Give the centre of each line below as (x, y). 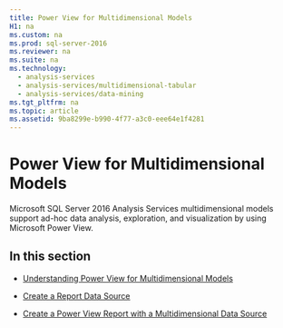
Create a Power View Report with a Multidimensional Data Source (145, 313)
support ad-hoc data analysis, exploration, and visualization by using (138, 218)
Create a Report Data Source (76, 295)
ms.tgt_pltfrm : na (44, 102)
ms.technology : (38, 69)
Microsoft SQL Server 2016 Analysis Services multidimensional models (141, 209)
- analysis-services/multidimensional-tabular (107, 85)
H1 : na (22, 26)
